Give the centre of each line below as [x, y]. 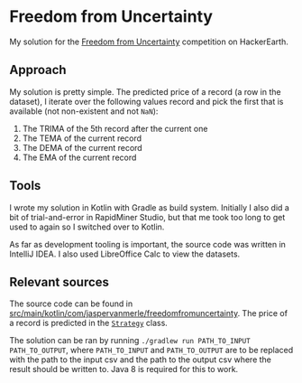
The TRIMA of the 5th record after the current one [115, 128]
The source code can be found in [71, 304]
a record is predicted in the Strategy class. [89, 323]
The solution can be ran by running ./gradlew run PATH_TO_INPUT [130, 341]
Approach [38, 70]
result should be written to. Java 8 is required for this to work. [124, 369]
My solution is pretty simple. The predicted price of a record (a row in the [145, 91]
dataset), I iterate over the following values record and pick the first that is [146, 101]
